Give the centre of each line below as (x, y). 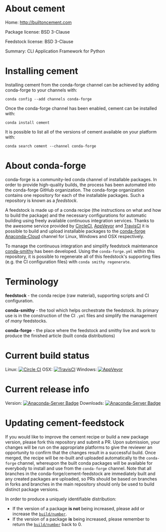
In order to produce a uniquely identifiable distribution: (61, 499)
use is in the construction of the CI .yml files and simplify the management (81, 315)
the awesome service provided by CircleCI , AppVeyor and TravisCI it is (77, 226)
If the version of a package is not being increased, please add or (78, 508)
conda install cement (28, 122)
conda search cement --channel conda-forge (51, 146)
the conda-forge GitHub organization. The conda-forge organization (75, 190)
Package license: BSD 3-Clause (38, 32)
